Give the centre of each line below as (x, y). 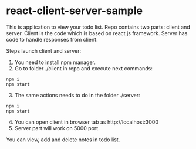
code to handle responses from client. (52, 39)
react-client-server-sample (74, 11)
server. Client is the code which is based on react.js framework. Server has (97, 33)
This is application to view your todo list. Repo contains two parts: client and (98, 27)
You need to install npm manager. (55, 62)
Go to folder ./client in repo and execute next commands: (83, 68)
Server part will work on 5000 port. (57, 128)
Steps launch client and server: (43, 50)
